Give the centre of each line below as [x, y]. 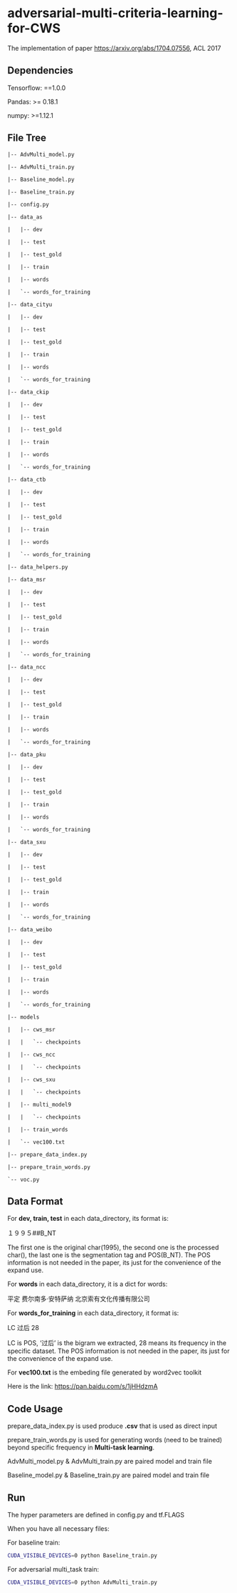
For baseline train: [34, 1542]
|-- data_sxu [27, 842]
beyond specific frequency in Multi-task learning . [81, 1447]
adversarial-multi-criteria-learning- [115, 13]
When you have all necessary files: [58, 1529]
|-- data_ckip [28, 392]
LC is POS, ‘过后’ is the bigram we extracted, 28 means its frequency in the [117, 1343]
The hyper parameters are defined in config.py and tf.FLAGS [96, 1515]
